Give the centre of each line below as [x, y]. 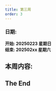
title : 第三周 [18, 9]
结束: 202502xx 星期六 [28, 50]
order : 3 [14, 14]
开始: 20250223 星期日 [28, 43]
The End [18, 83]
